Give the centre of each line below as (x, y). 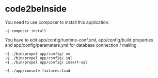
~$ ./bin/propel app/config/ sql (39, 58)
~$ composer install (26, 31)
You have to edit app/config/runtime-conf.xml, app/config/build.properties (79, 40)
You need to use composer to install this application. (57, 22)
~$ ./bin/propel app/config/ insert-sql (47, 62)
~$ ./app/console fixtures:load (38, 71)
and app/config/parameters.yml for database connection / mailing (71, 45)
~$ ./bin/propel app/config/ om (38, 54)
